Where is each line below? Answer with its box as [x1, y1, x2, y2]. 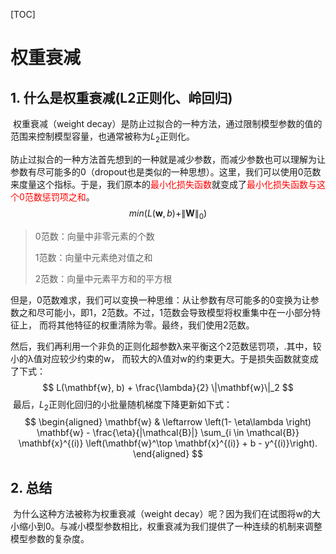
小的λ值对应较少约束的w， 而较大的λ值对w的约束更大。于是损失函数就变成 [10, 352, 319, 364]
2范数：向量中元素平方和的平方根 [34, 272, 173, 284]
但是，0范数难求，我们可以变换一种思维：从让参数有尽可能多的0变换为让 [10, 294, 311, 306]
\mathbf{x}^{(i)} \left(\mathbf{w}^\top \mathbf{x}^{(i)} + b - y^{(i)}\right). [18, 437, 318, 449]
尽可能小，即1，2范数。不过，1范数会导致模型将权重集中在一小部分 [36, 306, 312, 318]
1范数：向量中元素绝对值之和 [34, 251, 153, 263]
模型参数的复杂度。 [10, 533, 90, 545]
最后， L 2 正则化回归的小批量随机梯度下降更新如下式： [12, 398, 233, 413]
